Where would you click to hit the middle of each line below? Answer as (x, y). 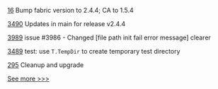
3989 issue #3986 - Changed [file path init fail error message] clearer (109, 37)
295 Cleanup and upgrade (46, 65)
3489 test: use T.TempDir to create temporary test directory (94, 51)
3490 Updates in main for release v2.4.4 (67, 24)
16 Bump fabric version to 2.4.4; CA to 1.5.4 (71, 10)
